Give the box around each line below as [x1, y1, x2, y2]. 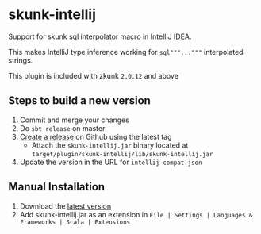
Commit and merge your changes [19, 115, 129, 125]
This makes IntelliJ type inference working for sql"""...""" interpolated [8, 47, 244, 56]
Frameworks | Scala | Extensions [19, 218, 131, 226]
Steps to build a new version [8, 94, 151, 108]
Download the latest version [19, 201, 112, 211]
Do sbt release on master [19, 123, 106, 132]
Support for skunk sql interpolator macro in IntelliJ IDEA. [8, 32, 192, 41]
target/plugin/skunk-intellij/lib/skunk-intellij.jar [31, 150, 213, 158]
